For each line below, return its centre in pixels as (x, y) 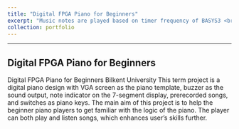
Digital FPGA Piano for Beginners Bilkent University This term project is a (114, 80)
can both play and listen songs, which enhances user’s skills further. (107, 118)
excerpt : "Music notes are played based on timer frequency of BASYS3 (114, 21)
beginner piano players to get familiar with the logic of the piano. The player (118, 110)
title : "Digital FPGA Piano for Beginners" (73, 14)
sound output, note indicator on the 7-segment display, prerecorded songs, (118, 95)
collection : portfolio (41, 27)
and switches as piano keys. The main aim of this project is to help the (110, 103)
